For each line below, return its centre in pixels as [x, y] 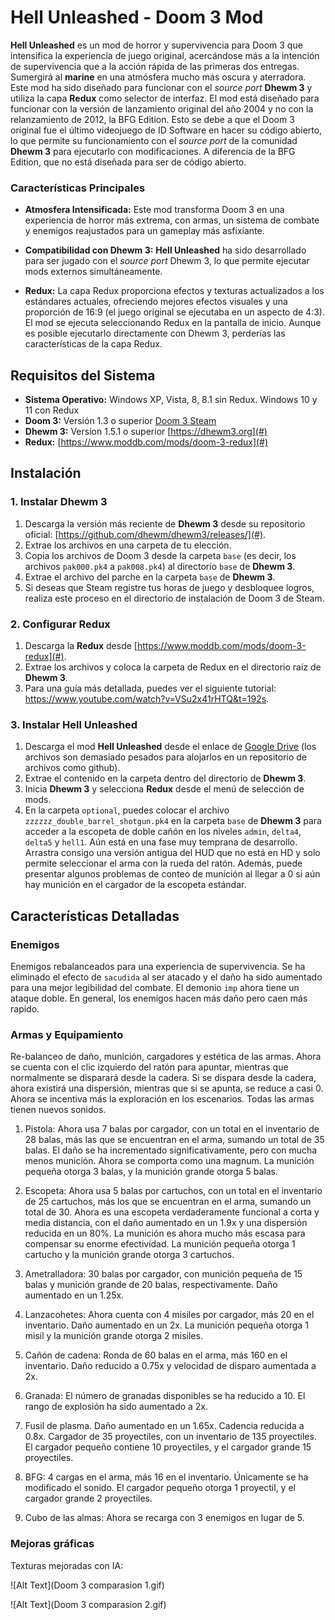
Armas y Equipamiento [67, 1034]
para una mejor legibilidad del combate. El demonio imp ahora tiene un [155, 988]
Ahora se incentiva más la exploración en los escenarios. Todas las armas [162, 1099]
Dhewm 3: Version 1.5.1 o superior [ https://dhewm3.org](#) [146, 432]
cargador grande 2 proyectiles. [88, 1498]
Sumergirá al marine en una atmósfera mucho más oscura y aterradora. [158, 77]
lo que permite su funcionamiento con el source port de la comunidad [154, 140]
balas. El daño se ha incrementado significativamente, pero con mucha [171, 1150]
